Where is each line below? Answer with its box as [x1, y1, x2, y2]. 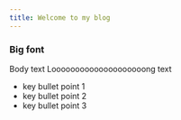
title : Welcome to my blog [9, 13, 111, 23]
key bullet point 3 [22, 100, 87, 111]
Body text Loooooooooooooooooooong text [9, 63, 173, 74]
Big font [9, 42, 45, 55]
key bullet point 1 [22, 80, 86, 91]
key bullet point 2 [22, 90, 87, 101]
